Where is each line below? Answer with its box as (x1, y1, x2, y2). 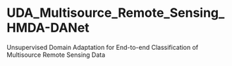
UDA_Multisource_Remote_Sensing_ (6, 5, 225, 21)
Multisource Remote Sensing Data (6, 51, 106, 59)
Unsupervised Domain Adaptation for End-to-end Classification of (6, 43, 199, 51)
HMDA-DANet (6, 20, 90, 36)
